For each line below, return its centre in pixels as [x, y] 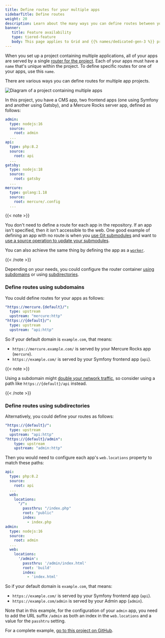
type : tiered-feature [34, 37]
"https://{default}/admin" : [34, 439]
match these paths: [25, 463]
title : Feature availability [41, 32]
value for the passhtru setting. [35, 621]
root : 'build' [37, 568]
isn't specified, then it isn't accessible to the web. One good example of [78, 230]
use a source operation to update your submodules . [57, 241]
